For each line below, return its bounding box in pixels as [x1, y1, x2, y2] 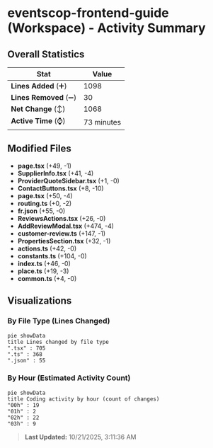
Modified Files [7, 143, 72, 155]
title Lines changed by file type [7, 338, 110, 345]
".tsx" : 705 [7, 345, 46, 352]
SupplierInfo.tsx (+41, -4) [17, 168, 94, 178]
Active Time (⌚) [11, 116, 66, 125]
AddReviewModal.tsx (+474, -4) [17, 222, 115, 230]
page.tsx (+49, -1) [17, 161, 72, 170]
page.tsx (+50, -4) [17, 191, 73, 200]
